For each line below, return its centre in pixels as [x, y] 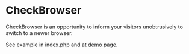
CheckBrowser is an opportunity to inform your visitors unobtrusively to [94, 27]
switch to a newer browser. [39, 33]
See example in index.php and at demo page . [62, 45]
